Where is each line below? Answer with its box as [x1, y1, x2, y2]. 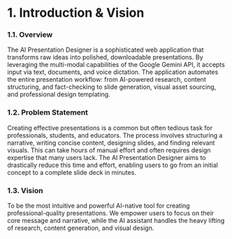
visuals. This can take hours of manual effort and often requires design [7, 145, 211, 154]
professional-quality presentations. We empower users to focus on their [7, 209, 215, 217]
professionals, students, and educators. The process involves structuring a [7, 131, 223, 139]
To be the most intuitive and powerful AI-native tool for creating [7, 201, 190, 210]
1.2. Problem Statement [7, 108, 89, 117]
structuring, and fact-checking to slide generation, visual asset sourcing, [7, 82, 217, 92]
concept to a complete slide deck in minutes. [7, 168, 136, 176]
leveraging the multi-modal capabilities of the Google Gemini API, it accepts [7, 61, 225, 69]
